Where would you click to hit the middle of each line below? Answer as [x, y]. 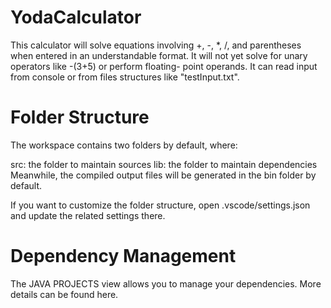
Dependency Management [123, 256]
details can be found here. [64, 294]
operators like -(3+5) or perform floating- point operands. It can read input [164, 66]
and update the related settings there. [88, 215]
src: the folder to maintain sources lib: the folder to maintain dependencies [164, 164]
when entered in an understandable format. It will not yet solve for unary [159, 55]
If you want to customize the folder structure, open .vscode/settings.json [160, 205]
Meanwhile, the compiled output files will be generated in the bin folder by [163, 175]
